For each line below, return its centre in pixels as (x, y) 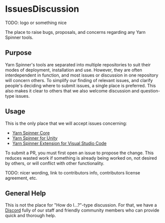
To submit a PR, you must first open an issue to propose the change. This (80, 153)
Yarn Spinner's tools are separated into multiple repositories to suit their (78, 64)
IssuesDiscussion (42, 9)
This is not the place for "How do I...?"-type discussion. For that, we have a (81, 205)
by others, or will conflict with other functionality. (55, 163)
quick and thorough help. (31, 216)
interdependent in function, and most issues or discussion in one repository (82, 75)
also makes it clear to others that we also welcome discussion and (72, 91)
